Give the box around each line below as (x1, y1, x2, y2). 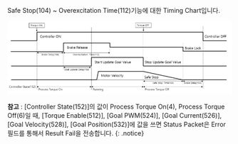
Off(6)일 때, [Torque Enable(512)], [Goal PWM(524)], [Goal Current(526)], (7, 111, 222, 120)
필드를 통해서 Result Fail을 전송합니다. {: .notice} (7, 129, 145, 138)
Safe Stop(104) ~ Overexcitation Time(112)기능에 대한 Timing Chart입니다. (7, 6, 221, 14)
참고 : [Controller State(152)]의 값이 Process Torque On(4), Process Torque (7, 102, 225, 111)
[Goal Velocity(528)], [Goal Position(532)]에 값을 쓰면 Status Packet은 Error (7, 120, 227, 129)
